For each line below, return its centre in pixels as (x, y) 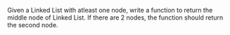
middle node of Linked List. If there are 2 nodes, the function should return (115, 17)
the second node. (33, 25)
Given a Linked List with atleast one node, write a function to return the (110, 10)
